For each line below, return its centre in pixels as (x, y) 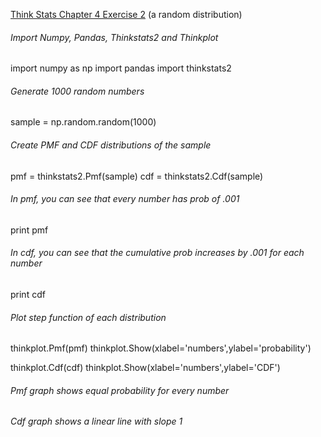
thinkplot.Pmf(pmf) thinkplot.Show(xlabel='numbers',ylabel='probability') (161, 348)
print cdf (28, 295)
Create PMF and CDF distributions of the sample (111, 145)
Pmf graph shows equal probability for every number (120, 390)
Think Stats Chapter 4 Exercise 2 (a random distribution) (126, 14)
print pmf (29, 230)
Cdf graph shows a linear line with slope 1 (96, 421)
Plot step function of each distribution (88, 317)
